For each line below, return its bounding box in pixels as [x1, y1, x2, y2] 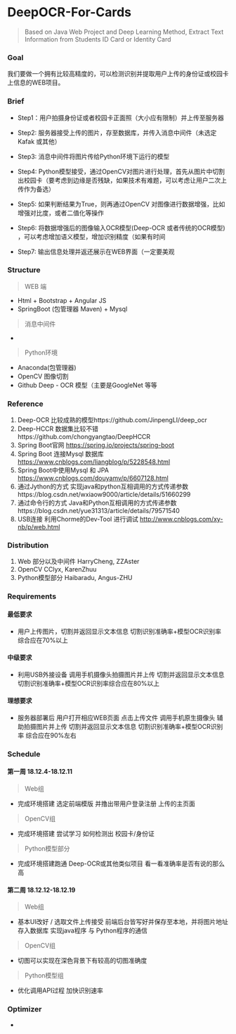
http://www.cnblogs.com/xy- [139, 515, 223, 524]
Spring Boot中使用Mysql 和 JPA [17, 466, 109, 474]
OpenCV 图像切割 [17, 371, 69, 381]
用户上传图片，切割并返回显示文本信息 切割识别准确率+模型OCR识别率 [17, 627, 221, 635]
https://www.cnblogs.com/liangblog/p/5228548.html [17, 457, 171, 466]
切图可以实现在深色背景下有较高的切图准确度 [17, 956, 147, 965]
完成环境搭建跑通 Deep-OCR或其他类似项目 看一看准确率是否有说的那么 [17, 859, 225, 868]
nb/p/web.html [17, 523, 60, 531]
